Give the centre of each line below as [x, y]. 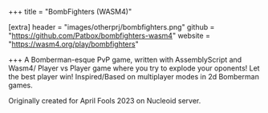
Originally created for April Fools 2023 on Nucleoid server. [105, 101]
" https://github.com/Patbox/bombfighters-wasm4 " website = [110, 36]
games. [21, 85]
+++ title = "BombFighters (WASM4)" [70, 12]
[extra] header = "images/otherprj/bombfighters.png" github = [112, 27]
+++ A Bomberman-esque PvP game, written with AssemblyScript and [125, 60]
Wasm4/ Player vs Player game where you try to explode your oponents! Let [134, 68]
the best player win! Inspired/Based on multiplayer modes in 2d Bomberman [134, 77]
